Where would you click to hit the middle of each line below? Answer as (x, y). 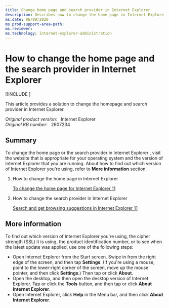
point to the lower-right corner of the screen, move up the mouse (80, 267)
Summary (21, 141)
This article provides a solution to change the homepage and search (76, 104)
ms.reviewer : (19, 29)
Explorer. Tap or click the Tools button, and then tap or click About (82, 284)
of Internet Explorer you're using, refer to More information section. (76, 169)
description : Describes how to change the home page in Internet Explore (85, 15)
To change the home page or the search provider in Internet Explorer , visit (83, 152)
